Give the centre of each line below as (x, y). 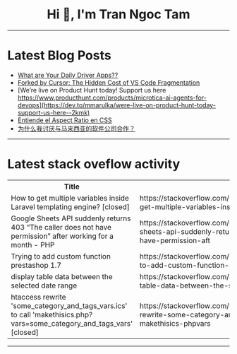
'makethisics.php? (63, 314)
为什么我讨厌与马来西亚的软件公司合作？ (76, 128)
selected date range (44, 285)
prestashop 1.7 (36, 265)
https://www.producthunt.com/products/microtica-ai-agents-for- (112, 98)
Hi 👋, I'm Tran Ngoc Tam (119, 14)
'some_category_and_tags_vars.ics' (69, 305)
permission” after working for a (62, 236)
